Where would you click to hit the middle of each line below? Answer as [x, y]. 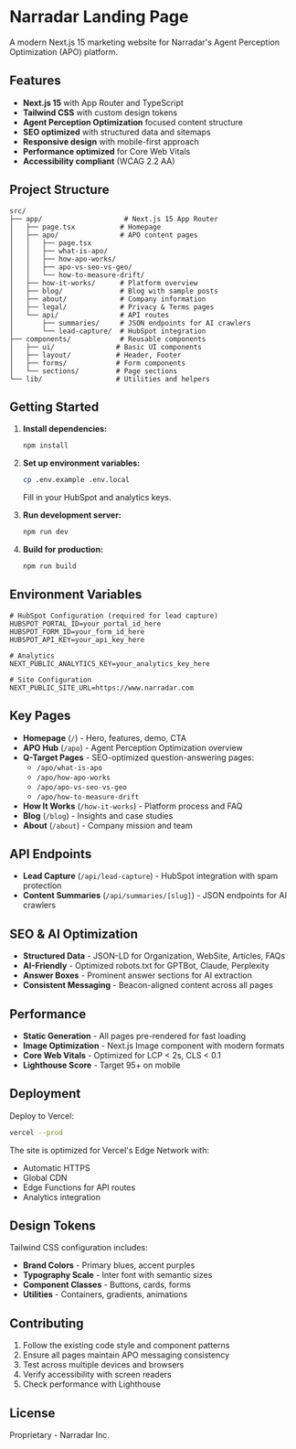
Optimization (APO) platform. [64, 51]
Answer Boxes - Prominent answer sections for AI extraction [137, 975]
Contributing [47, 1323]
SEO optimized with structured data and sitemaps [117, 132]
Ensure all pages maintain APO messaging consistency [126, 1355]
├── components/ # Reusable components [108, 339]
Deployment [45, 1094]
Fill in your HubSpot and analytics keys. [97, 498]
